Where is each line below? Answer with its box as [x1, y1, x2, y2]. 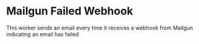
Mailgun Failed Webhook [6, 4, 134, 18]
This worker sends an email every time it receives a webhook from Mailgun [6, 24, 194, 31]
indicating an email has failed [6, 30, 79, 37]
